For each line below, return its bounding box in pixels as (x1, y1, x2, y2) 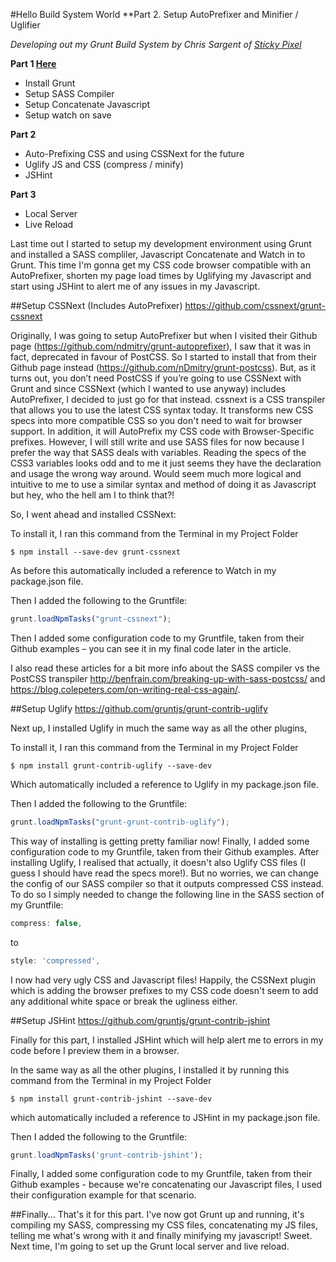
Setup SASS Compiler (24, 88, 115, 99)
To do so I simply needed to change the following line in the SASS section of (10, 888, 325, 900)
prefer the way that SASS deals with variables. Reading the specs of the (10, 447, 307, 458)
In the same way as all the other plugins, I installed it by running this (10, 1064, 290, 1076)
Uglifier (10, 19, 41, 31)
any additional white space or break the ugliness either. (10, 995, 238, 1007)
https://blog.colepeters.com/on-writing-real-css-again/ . (10, 683, 241, 695)
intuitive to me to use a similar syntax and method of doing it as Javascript (10, 479, 317, 490)
